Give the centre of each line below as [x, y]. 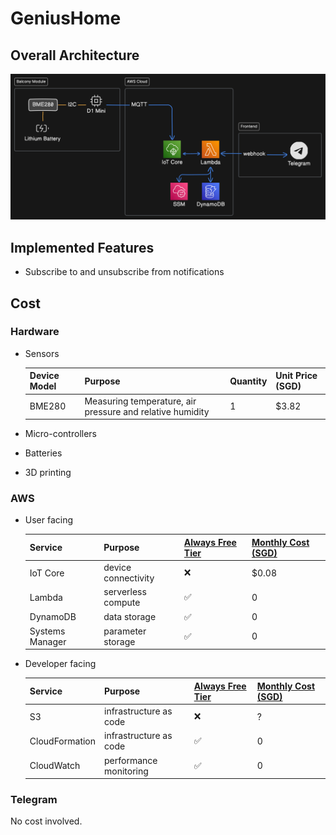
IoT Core [47, 573]
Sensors [42, 353]
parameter [125, 631]
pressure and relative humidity [147, 411]
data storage [130, 617]
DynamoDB [53, 617]
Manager [48, 641]
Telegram [34, 800]
